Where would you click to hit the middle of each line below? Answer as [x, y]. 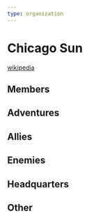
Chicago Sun [45, 48]
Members [29, 89]
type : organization [35, 14]
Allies [20, 137]
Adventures [33, 113]
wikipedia [21, 68]
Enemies [26, 161]
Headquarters [38, 184]
